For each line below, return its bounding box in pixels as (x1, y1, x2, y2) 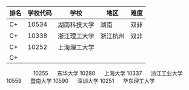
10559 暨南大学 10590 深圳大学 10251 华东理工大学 (6, 77, 155, 84)
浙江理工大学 (58, 32, 95, 40)
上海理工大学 (58, 43, 95, 51)
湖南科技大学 (58, 21, 95, 29)
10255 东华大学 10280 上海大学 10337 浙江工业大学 (33, 69, 183, 77)
